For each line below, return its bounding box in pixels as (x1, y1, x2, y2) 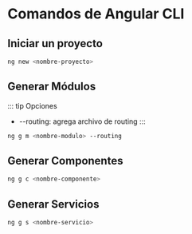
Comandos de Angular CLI (7, 5, 185, 23)
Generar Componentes (7, 153, 123, 168)
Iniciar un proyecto (7, 37, 103, 50)
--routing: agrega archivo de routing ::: (18, 117, 146, 126)
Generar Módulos (7, 80, 96, 93)
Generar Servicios (7, 197, 100, 211)
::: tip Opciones (7, 101, 57, 110)
